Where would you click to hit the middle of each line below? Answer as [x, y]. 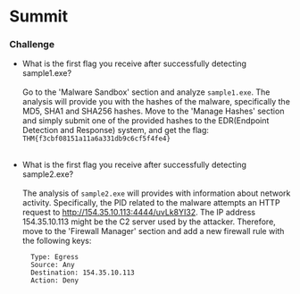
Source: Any [53, 265]
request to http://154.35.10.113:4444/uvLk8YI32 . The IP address [139, 213]
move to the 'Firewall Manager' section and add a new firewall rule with [153, 231]
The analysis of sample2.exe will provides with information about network [156, 193]
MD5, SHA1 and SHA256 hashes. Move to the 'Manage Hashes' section [153, 111]
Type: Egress [55, 257]
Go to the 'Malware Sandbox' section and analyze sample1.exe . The [146, 92]
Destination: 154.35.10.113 [83, 273]
